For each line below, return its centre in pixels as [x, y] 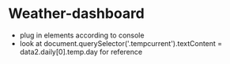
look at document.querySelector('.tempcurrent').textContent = [121, 43]
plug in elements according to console [82, 35]
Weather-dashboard [76, 14]
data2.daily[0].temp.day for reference [81, 52]
